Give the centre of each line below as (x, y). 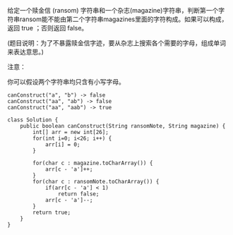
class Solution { (33, 120)
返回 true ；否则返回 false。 (48, 28)
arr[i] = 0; (62, 145)
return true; (52, 212)
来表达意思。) (26, 52)
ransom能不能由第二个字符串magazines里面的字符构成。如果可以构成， (124, 19)
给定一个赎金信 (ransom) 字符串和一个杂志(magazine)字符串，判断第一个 (113, 10)
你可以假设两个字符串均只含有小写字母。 (66, 82)
